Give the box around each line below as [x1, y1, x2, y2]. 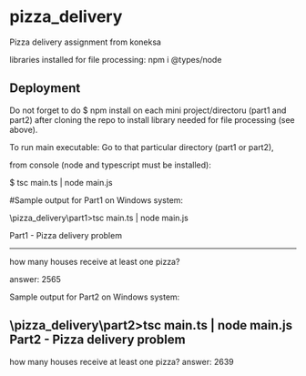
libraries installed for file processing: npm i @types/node [9, 54, 222, 65]
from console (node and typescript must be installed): [9, 159, 211, 170]
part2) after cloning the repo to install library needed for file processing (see [9, 114, 295, 125]
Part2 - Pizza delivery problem [9, 332, 186, 348]
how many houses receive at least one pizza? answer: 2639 [9, 356, 234, 367]
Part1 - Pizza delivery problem [9, 229, 123, 240]
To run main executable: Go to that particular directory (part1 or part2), [9, 141, 275, 152]
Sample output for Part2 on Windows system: [9, 291, 180, 302]
